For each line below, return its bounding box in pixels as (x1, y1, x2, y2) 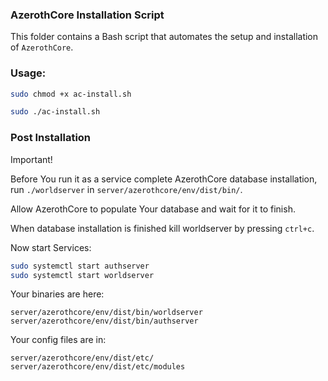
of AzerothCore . (10, 41, 74, 53)
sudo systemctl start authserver (10, 261, 150, 271)
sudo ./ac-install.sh (10, 107, 101, 117)
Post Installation (10, 131, 92, 145)
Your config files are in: (10, 334, 107, 346)
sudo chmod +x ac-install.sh (10, 89, 132, 99)
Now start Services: (10, 241, 92, 253)
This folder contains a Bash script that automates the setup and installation (10, 31, 319, 43)
